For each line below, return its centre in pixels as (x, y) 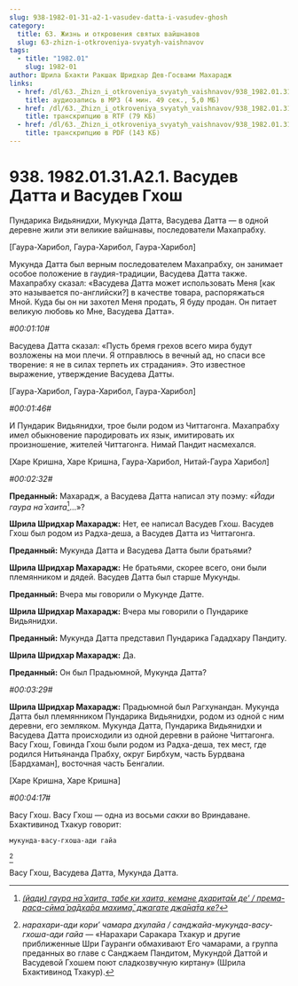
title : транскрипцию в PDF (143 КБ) (93, 133)
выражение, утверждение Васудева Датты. (92, 374)
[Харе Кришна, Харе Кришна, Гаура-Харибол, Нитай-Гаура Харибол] (139, 461)
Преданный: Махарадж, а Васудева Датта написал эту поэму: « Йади (142, 496)
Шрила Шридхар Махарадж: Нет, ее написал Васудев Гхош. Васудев (142, 524)
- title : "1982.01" (53, 59)
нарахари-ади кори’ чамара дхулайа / (96, 925)
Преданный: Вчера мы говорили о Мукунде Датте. (107, 595)
